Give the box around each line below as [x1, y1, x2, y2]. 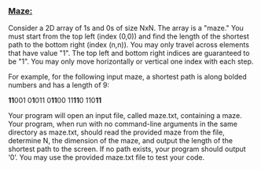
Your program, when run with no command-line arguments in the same [8, 120, 238, 129]
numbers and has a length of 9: [8, 80, 110, 90]
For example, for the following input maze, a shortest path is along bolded [8, 72, 247, 82]
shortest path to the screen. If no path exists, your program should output [8, 144, 246, 154]
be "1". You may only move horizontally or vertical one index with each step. [8, 57, 254, 66]
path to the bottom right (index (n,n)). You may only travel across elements [8, 40, 250, 50]
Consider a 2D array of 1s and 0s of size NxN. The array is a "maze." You [8, 24, 244, 33]
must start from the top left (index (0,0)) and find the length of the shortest [8, 31, 250, 41]
